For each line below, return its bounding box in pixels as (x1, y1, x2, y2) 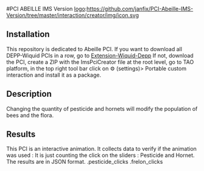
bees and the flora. (6, 111, 54, 119)
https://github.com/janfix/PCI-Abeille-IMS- (86, 5, 194, 12)
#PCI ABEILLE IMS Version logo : (6, 5, 87, 12)
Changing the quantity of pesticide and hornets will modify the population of (6, 105, 198, 112)
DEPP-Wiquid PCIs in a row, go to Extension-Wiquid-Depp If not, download (6, 52, 194, 59)
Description (6, 89, 52, 99)
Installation (6, 29, 50, 40)
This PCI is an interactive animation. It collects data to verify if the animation (6, 145, 197, 153)
